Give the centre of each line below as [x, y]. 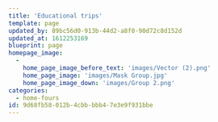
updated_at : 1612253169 [48, 38]
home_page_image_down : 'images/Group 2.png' [99, 83]
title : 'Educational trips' [56, 16]
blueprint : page [36, 46]
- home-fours [38, 98]
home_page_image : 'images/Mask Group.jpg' [95, 75]
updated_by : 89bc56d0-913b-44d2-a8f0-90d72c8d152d [95, 31]
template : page [34, 23]
